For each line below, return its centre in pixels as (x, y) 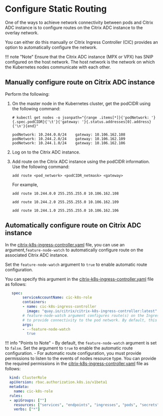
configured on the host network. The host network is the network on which (80, 62)
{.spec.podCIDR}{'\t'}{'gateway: (46, 122)
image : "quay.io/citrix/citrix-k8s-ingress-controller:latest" (92, 311)
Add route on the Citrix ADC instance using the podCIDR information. (81, 161)
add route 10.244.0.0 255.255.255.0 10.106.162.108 (65, 193)
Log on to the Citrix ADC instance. (46, 152)
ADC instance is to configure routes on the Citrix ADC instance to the (74, 27)
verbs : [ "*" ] (27, 409)
